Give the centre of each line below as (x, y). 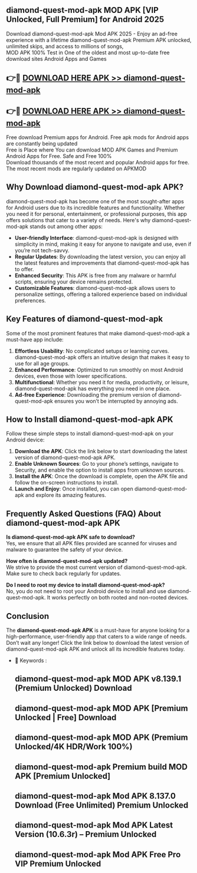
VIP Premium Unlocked (58, 864)
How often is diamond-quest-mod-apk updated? (67, 561)
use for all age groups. (42, 363)
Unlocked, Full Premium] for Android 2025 (85, 20)
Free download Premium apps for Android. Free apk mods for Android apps (98, 137)
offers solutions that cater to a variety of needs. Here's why (78, 220)
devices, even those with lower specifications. (71, 376)
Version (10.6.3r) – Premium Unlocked (86, 834)
